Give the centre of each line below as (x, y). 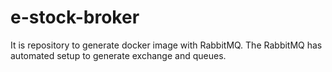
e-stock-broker (75, 17)
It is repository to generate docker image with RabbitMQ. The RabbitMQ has (166, 45)
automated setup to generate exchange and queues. (118, 55)
